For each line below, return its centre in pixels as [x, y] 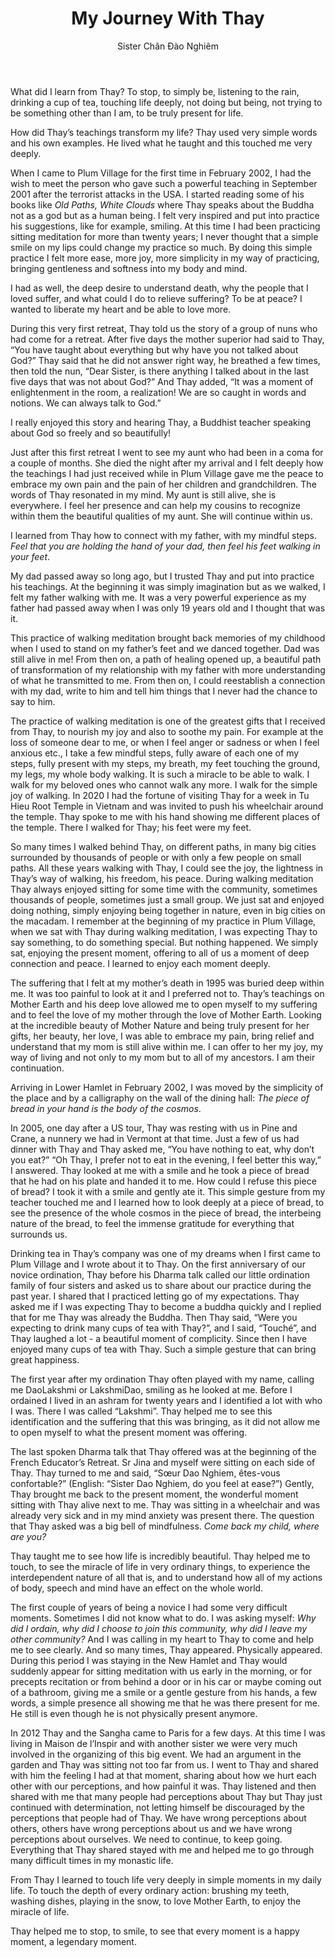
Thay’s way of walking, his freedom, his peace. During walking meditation [162, 878]
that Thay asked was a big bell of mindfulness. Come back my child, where [165, 1526]
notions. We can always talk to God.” [86, 403]
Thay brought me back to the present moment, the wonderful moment [154, 1494]
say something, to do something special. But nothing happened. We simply [164, 942]
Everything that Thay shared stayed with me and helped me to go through [162, 1849]
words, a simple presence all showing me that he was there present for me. [165, 1703]
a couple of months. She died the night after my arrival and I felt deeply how [167, 463]
